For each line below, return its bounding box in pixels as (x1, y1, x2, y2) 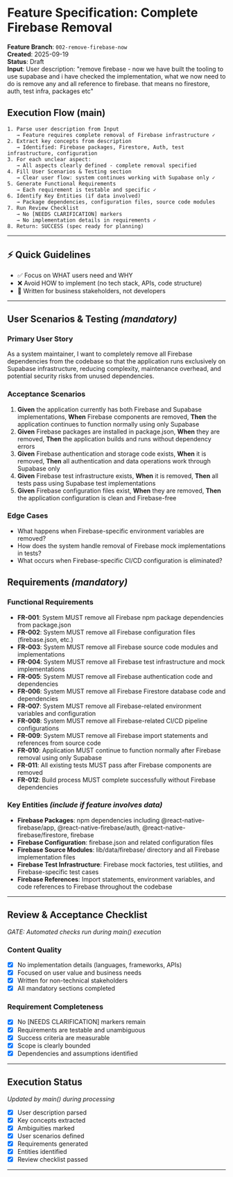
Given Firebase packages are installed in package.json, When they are (17, 427, 221, 436)
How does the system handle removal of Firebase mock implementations (17, 541, 226, 550)
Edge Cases (7, 511, 49, 520)
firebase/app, (17, 823, 56, 832)
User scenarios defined (17, 1131, 85, 1140)
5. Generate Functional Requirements (7, 180, 116, 187)
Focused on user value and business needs (17, 969, 142, 977)
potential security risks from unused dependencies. (7, 372, 155, 380)
